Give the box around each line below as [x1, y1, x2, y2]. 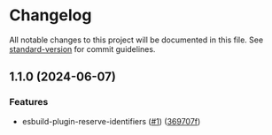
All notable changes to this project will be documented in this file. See [9, 34, 264, 45]
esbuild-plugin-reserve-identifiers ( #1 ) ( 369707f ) [21, 116, 201, 126]
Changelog [9, 5, 92, 26]
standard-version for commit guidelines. [9, 43, 156, 54]
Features [9, 96, 49, 109]
